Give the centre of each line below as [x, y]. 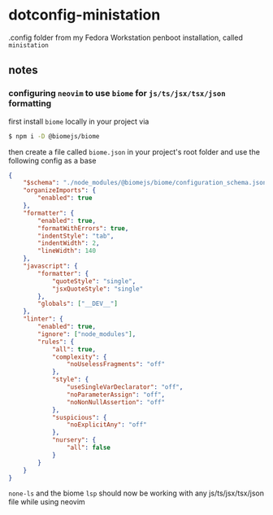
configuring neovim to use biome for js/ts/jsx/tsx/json [117, 94]
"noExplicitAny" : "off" [107, 425]
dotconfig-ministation [84, 15]
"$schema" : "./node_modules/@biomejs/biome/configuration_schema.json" [147, 183]
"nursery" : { [74, 440]
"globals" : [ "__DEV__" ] [78, 304]
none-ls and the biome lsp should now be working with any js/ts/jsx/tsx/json [136, 493]
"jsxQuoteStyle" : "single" [97, 289]
